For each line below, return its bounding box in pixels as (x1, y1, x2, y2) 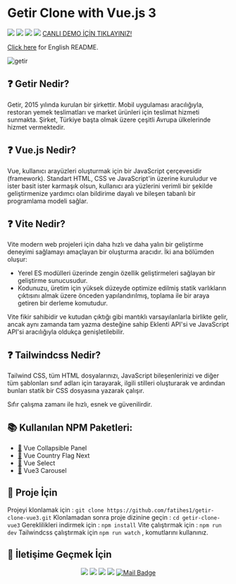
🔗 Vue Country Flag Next (17, 451, 90, 460)
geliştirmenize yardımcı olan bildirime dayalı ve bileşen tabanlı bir (7, 189, 196, 197)
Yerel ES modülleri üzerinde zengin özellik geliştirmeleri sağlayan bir (17, 269, 216, 277)
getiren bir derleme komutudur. (17, 299, 108, 308)
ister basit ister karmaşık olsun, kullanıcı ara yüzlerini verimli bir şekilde (7, 182, 213, 190)
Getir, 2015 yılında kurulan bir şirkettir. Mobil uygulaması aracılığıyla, (7, 100, 204, 109)
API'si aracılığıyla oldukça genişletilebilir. (7, 327, 125, 337)
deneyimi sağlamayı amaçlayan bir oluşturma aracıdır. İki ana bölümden (7, 247, 215, 256)
